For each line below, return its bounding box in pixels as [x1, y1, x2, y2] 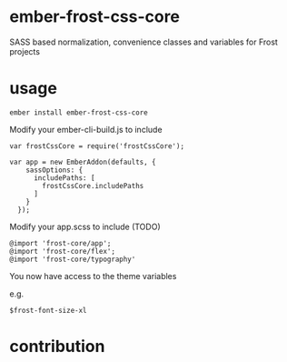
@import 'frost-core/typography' [9, 255, 136, 264]
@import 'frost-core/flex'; [9, 246, 116, 256]
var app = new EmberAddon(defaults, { [9, 157, 156, 166]
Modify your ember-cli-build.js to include [9, 124, 163, 135]
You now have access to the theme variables [9, 270, 177, 281]
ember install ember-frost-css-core [9, 107, 148, 117]
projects [9, 45, 41, 56]
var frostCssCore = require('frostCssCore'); [9, 141, 184, 151]
